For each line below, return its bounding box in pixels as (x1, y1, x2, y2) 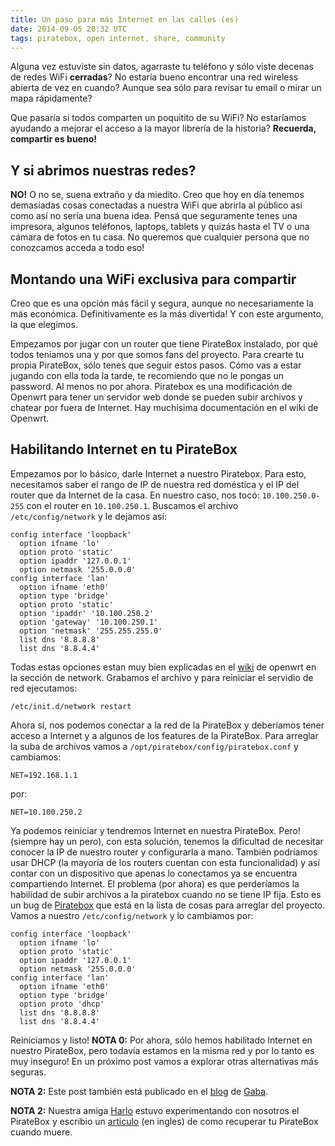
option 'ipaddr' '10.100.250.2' (19, 608, 155, 618)
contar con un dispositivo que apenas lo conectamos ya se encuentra (10, 867, 298, 879)
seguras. (10, 1066, 47, 1078)
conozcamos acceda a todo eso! (10, 242, 145, 254)
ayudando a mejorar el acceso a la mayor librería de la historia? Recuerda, (10, 122, 317, 135)
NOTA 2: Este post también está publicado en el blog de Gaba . (10, 1085, 269, 1097)
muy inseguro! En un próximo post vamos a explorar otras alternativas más (10, 1055, 319, 1067)
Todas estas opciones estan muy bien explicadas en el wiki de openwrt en (10, 661, 317, 673)
